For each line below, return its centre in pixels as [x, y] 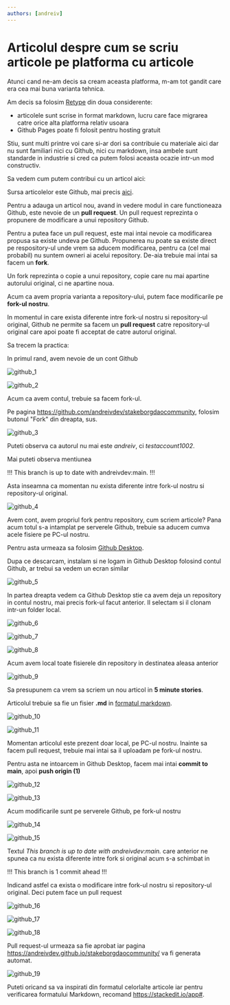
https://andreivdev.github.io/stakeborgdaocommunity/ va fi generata [104, 953]
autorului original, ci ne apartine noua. [61, 283]
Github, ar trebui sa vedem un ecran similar [68, 568]
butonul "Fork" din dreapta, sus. [52, 419]
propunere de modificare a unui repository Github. [78, 220]
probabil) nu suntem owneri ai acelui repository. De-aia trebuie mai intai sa [112, 255]
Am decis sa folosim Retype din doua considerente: [80, 102]
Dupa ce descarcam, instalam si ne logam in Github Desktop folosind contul [114, 561]
